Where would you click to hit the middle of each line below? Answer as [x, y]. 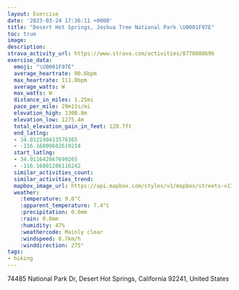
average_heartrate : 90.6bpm [55, 73]
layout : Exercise [33, 14]
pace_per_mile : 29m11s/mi [52, 107]
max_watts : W [33, 93]
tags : [15, 252]
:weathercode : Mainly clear [62, 232]
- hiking [20, 259]
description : [27, 47]
